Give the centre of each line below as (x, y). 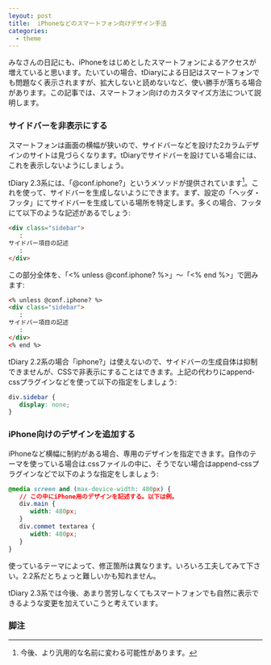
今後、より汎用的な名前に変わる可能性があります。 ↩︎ (108, 652)
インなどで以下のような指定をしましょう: (90, 473)
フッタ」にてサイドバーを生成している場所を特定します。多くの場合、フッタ (135, 203)
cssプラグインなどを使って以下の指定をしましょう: (93, 381)
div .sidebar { (32, 397)
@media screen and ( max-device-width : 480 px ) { (90, 489)
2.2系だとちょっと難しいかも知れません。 (91, 575)
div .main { (38, 504)
